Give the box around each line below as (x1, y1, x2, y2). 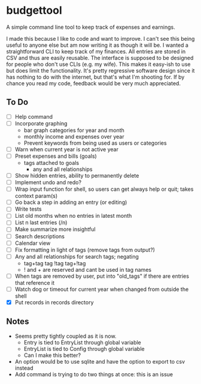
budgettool (6, 4, 62, 17)
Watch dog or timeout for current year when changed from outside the (14, 286, 189, 293)
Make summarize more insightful (14, 226, 96, 233)
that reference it (14, 279, 55, 286)
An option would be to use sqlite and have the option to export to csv (14, 358, 185, 365)
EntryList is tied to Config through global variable (23, 345, 145, 352)
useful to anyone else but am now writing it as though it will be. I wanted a (6, 41, 188, 49)
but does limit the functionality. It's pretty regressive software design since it (6, 67, 195, 74)
